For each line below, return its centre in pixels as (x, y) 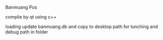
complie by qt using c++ (31, 17)
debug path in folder (27, 32)
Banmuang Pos (21, 7)
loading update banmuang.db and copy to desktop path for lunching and (82, 26)
